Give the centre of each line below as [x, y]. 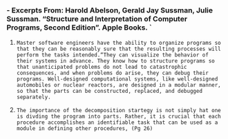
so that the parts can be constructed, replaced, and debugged [110, 92]
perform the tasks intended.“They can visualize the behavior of [112, 55]
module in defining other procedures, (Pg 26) [85, 129]
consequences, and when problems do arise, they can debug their [112, 73]
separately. [34, 97]
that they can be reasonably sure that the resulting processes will [119, 49]
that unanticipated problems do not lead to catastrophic [102, 67]
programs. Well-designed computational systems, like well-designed [117, 79]
